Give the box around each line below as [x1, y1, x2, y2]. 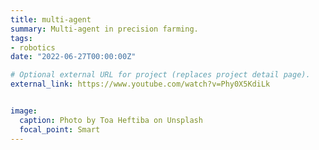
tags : [10, 33, 33, 43]
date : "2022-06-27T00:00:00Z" [10, 52, 137, 62]
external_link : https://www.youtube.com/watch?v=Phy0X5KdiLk [10, 79, 271, 90]
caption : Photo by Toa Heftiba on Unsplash [19, 115, 203, 125]
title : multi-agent [10, 14, 92, 25]
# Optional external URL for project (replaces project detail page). [10, 70, 311, 80]
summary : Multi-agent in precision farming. [10, 24, 199, 34]
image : [10, 106, 38, 116]
